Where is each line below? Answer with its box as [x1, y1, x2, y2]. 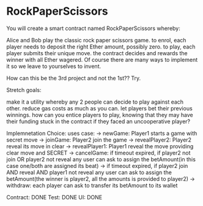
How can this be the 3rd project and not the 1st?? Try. [6, 74, 141, 82]
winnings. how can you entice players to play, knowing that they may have [6, 111, 194, 118]
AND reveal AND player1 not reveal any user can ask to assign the [6, 169, 172, 176]
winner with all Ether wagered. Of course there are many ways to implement [6, 56, 197, 63]
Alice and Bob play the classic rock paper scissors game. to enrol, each [6, 36, 186, 44]
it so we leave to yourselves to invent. [6, 63, 102, 70]
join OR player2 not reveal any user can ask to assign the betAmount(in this [6, 155, 196, 163]
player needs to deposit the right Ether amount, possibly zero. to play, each [6, 43, 196, 50]
